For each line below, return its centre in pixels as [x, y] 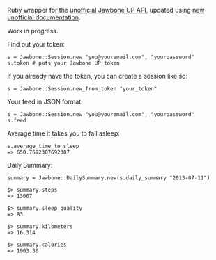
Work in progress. [33, 31]
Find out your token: [36, 44]
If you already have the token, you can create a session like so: [98, 76]
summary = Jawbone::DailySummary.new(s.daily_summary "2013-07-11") [109, 178]
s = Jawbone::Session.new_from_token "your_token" [82, 89]
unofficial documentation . [44, 17]
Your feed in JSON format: [45, 101]
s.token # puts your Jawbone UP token [63, 63]
